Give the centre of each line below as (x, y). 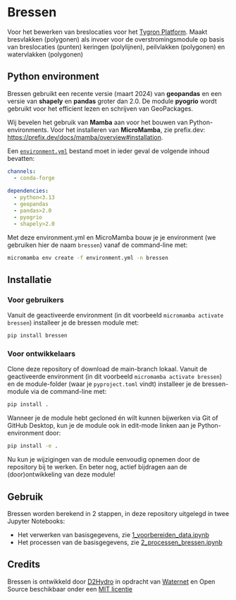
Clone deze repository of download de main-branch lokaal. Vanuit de (107, 369)
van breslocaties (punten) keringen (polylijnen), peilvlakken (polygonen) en (116, 47)
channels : (22, 171)
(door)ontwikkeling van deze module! (61, 474)
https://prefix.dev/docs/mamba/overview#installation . (85, 137)
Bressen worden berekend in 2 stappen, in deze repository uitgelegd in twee (118, 513)
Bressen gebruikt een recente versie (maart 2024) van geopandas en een (114, 93)
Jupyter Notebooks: (36, 521)
